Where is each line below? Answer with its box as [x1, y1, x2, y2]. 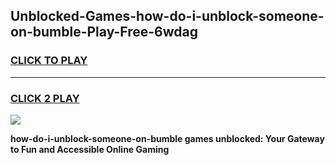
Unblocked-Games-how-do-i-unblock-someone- [10, 8, 325, 25]
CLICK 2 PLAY [10, 91, 80, 105]
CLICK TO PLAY [10, 54, 88, 68]
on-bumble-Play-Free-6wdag [10, 24, 198, 41]
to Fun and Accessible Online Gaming [10, 143, 170, 155]
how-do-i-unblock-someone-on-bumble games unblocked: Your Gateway [10, 132, 325, 144]
